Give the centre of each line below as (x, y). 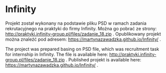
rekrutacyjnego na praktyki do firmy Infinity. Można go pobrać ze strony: (81, 28)
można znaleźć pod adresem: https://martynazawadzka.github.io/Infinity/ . (83, 39)
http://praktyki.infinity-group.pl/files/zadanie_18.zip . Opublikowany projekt (83, 34)
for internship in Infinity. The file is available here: (57, 54)
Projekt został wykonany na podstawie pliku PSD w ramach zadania (76, 23)
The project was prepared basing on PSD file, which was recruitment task (82, 49)
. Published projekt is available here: (103, 59)
